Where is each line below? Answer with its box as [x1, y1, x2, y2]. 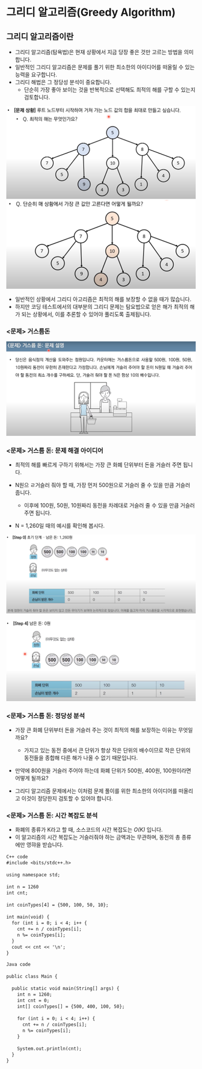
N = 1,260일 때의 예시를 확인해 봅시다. [14, 522, 105, 529]
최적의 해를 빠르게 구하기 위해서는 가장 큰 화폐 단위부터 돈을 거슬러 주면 [14, 461, 182, 468]
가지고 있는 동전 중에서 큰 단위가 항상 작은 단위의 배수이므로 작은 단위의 [23, 746, 191, 754]
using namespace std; [6, 872, 61, 878]
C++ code [6, 854, 28, 860]
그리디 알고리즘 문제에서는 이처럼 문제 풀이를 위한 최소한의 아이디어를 [14, 787, 177, 795]
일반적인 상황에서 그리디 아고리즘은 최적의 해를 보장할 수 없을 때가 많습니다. [14, 296, 192, 303]
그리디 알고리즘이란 [6, 31, 74, 42]
